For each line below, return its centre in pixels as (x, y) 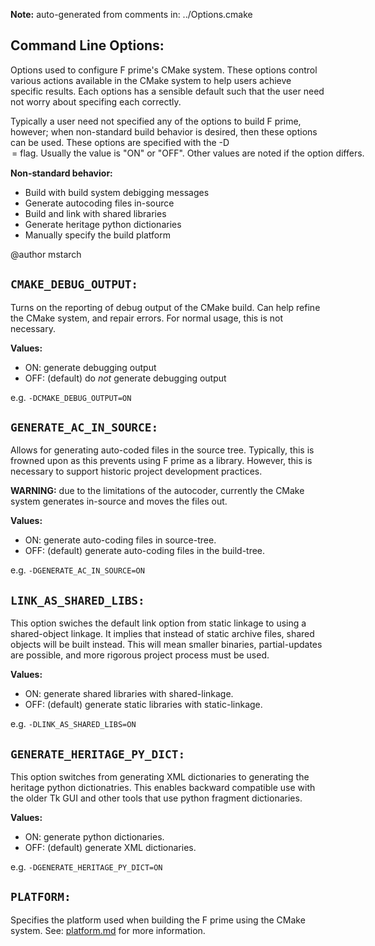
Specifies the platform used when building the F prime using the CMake (158, 920)
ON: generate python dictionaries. (94, 837)
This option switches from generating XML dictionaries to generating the (160, 777)
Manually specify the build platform (97, 235)
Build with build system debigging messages (117, 192)
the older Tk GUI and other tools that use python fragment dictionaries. (156, 798)
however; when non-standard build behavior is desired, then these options (164, 131)
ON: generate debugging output (90, 367)
